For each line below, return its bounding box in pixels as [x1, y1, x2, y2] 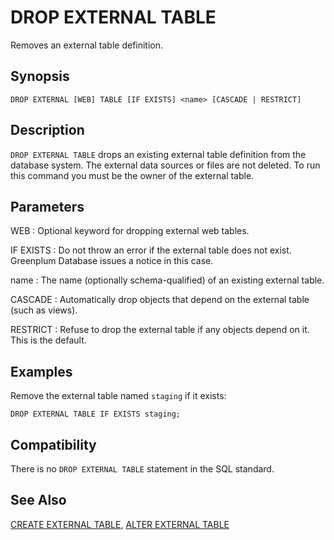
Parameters [10, 198, 85, 215]
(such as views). [10, 304, 78, 316]
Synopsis [10, 68, 70, 85]
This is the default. [10, 334, 87, 346]
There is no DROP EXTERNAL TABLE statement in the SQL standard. [10, 463, 275, 475]
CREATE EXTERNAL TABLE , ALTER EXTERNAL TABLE [10, 518, 230, 530]
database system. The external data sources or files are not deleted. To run [10, 159, 321, 171]
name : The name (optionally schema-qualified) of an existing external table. [10, 274, 325, 286]
